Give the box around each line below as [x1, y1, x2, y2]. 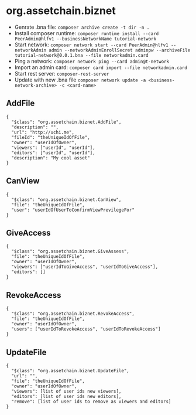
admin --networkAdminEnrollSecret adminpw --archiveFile [49, 47, 191, 53]
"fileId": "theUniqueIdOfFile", [11, 134, 91, 140]
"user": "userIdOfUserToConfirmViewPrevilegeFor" [11, 207, 135, 213]
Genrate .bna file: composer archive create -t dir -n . [14, 23, 150, 30]
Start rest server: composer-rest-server [14, 70, 109, 77]
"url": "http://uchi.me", [11, 129, 75, 135]
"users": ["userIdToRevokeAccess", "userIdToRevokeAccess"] [11, 326, 161, 332]
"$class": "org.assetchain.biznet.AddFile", [11, 119, 122, 125]
